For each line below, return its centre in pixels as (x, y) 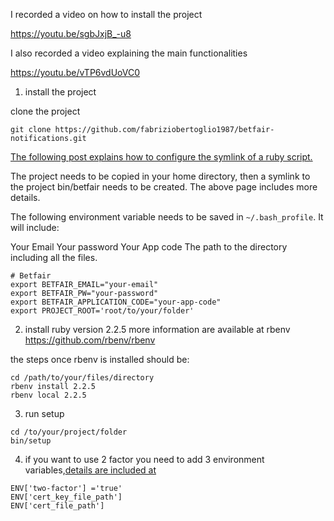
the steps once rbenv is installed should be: (100, 359)
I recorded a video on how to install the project (106, 14)
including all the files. (54, 257)
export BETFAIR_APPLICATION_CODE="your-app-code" (116, 302)
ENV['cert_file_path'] (57, 506)
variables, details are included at (90, 470)
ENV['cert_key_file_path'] (66, 497)
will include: (35, 227)
